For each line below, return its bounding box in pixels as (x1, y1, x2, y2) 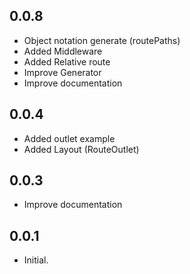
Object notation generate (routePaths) (23, 34, 181, 46)
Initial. (23, 254, 49, 266)
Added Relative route (23, 55, 111, 68)
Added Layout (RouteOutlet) (23, 143, 140, 155)
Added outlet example (23, 132, 116, 144)
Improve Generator (23, 66, 102, 78)
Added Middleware (23, 45, 103, 57)
